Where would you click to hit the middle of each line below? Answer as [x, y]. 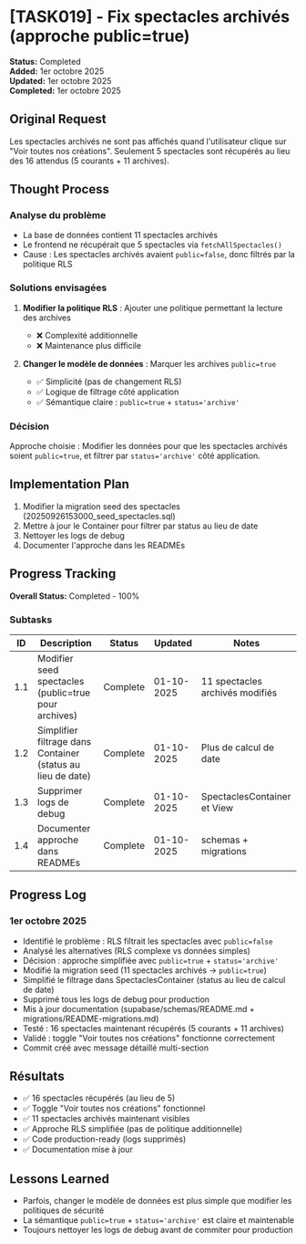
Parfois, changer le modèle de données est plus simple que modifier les [157, 1201]
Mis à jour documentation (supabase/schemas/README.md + [138, 1009]
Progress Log [48, 895]
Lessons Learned [59, 1179]
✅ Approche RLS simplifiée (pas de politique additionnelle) [133, 1129]
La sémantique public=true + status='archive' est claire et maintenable [158, 1220]
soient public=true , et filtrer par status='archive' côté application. [135, 456]
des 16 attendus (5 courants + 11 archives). [90, 161]
